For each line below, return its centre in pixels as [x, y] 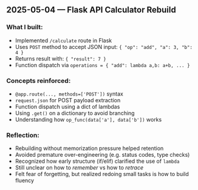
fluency [25, 180]
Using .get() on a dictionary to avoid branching [75, 113]
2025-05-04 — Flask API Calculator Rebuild [91, 10]
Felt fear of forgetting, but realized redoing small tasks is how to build [102, 174]
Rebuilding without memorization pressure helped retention [89, 148]
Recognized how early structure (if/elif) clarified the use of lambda [97, 161]
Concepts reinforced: [39, 80]
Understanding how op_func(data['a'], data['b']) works [88, 119]
